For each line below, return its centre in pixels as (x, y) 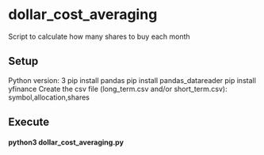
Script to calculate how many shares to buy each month (99, 36)
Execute (29, 122)
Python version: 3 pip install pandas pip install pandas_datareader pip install (132, 80)
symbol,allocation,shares (49, 97)
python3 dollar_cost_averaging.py (66, 142)
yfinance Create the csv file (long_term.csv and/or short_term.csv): (118, 89)
